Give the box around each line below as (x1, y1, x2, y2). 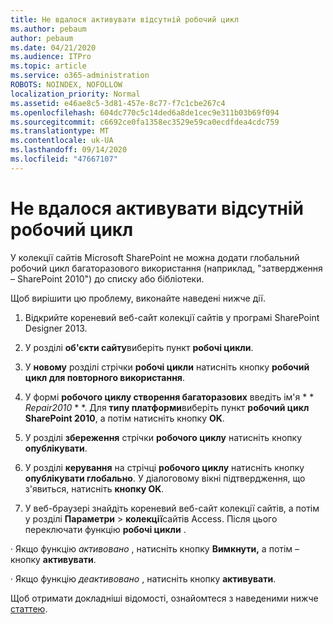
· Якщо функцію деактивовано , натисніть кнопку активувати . (10, 572, 277, 585)
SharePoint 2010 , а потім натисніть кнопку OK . (24, 412, 225, 424)
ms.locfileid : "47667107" (10, 154, 118, 164)
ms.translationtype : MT (10, 126, 110, 136)
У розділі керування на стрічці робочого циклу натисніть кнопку (24, 461, 305, 473)
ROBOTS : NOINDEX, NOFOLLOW (10, 80, 123, 90)
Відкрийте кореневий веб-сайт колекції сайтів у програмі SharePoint (24, 311, 320, 323)
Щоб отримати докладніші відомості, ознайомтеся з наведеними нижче (10, 592, 319, 604)
